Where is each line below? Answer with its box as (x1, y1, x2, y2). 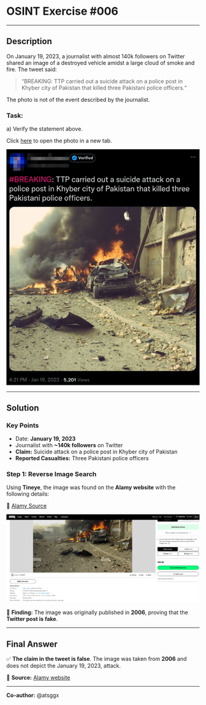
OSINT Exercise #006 (6, 4, 118, 18)
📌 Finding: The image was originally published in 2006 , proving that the (6, 609, 188, 616)
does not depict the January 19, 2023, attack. (6, 662, 121, 669)
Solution (6, 403, 39, 413)
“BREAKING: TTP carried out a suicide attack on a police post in (21, 77, 183, 85)
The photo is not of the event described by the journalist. (6, 96, 150, 103)
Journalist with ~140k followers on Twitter (15, 442, 123, 449)
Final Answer (6, 639, 58, 649)
